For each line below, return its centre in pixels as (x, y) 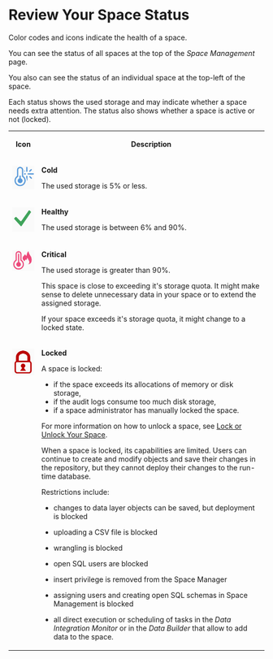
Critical (54, 254)
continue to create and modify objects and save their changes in (148, 459)
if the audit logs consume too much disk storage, (135, 402)
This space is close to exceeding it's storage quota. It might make (150, 286)
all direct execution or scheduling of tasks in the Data (142, 620)
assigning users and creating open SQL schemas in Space (150, 596)
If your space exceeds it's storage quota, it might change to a (143, 319)
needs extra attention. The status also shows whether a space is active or (132, 111)
